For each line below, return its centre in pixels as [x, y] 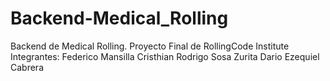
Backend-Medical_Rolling [119, 18]
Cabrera [27, 67]
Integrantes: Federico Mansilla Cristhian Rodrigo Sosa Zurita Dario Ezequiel [165, 56]
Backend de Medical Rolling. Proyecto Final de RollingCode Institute [150, 46]
